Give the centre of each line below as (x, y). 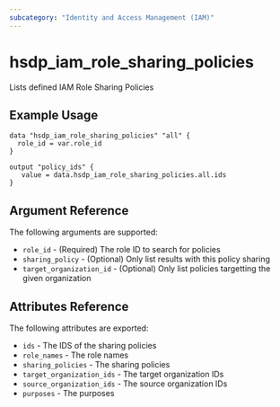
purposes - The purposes (68, 393)
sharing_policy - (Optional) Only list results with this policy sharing (146, 259)
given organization (57, 279)
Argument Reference (69, 211)
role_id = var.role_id (60, 144)
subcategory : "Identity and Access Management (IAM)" (112, 18)
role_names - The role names (75, 355)
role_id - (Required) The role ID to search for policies (122, 250)
